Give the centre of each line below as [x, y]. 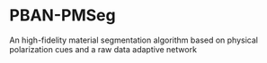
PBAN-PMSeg [62, 16]
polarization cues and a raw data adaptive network [103, 49]
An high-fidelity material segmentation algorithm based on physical [134, 40]
